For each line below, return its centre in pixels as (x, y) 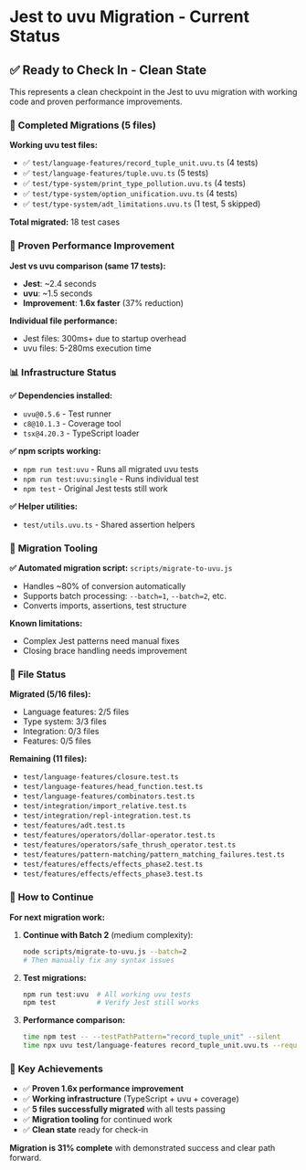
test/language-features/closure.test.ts (100, 777)
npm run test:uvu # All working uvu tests (107, 994)
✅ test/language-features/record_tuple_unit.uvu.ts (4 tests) (140, 163)
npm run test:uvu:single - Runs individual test (111, 479)
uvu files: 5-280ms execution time (87, 348)
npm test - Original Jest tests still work (95, 488)
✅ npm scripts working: (55, 450)
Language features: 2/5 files (76, 712)
